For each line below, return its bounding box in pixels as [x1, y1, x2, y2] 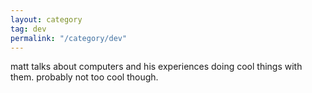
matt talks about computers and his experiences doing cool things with [10, 61, 303, 73]
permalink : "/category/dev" [10, 33, 128, 43]
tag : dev [10, 24, 47, 34]
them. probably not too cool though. [10, 71, 159, 83]
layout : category [10, 14, 83, 25]
